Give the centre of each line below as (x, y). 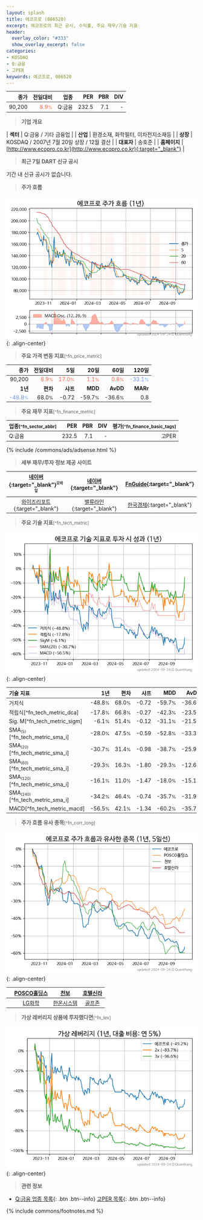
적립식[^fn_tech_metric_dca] (44, 713)
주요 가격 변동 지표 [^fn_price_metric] (61, 356)
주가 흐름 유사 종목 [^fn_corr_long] (58, 822)
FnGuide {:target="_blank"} (160, 484)
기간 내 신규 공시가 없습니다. (39, 174)
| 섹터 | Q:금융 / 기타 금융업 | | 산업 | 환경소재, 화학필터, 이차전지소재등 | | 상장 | (99, 134)
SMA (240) (20, 793)
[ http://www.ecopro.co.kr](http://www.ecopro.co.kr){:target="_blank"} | (95, 149)
